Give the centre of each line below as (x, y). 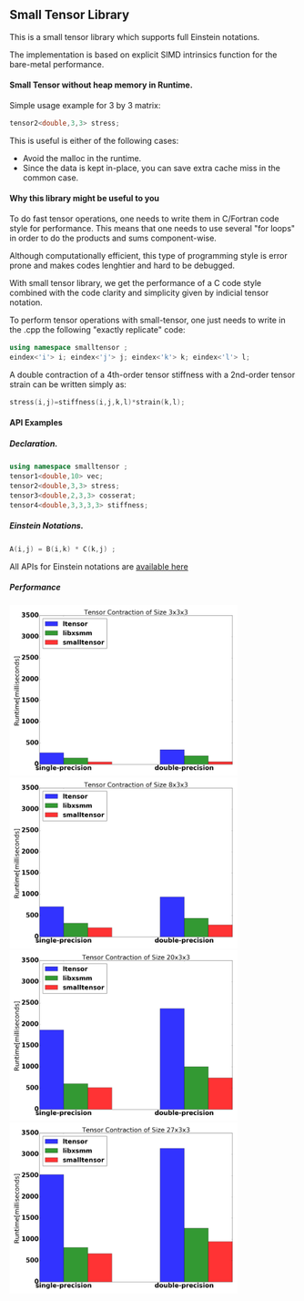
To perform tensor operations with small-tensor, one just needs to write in (147, 320)
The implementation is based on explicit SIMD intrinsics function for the (143, 55)
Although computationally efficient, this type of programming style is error (149, 256)
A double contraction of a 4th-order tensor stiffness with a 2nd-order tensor (152, 374)
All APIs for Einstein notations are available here (99, 566)
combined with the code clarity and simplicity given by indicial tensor (139, 293)
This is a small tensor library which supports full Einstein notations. (135, 36)
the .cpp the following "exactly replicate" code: (97, 330)
